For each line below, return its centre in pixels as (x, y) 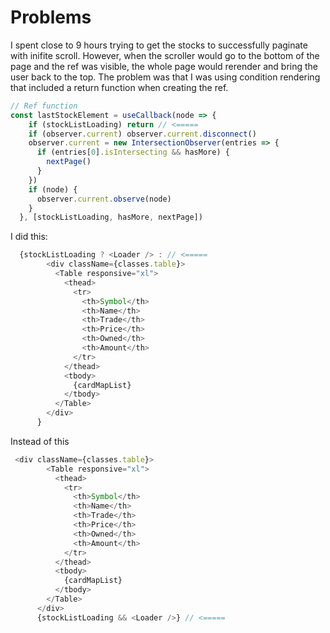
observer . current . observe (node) (104, 199)
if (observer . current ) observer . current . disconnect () (142, 134)
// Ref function (44, 106)
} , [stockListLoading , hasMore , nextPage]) (111, 217)
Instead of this (40, 441)
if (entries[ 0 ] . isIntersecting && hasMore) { (133, 152)
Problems (51, 17)
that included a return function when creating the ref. (119, 87)
